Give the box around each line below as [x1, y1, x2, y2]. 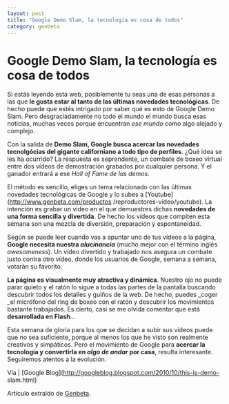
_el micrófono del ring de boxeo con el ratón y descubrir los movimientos [7, 298, 215, 306]
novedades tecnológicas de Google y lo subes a [7, 191, 144, 199]
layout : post [7, 10, 45, 17]
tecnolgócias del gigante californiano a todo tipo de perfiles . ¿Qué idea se [7, 148, 222, 156]
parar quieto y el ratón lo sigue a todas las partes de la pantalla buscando [7, 283, 216, 291]
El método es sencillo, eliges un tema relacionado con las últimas [7, 183, 192, 191]
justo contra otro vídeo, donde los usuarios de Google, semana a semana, [7, 255, 217, 263]
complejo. [7, 127, 36, 135]
